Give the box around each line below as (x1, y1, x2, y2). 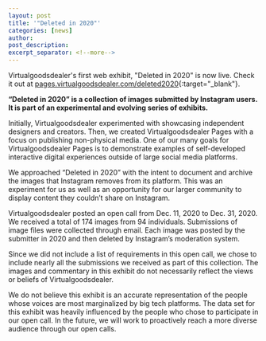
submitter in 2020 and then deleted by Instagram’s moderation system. (8, 234, 241, 243)
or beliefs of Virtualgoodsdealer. (8, 275, 114, 284)
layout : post (8, 11, 52, 20)
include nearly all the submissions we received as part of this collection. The (8, 258, 259, 267)
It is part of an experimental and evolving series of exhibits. (8, 103, 209, 112)
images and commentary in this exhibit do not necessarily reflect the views (8, 266, 254, 276)
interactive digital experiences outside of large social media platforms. (8, 152, 238, 162)
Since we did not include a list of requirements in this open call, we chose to (8, 249, 257, 259)
